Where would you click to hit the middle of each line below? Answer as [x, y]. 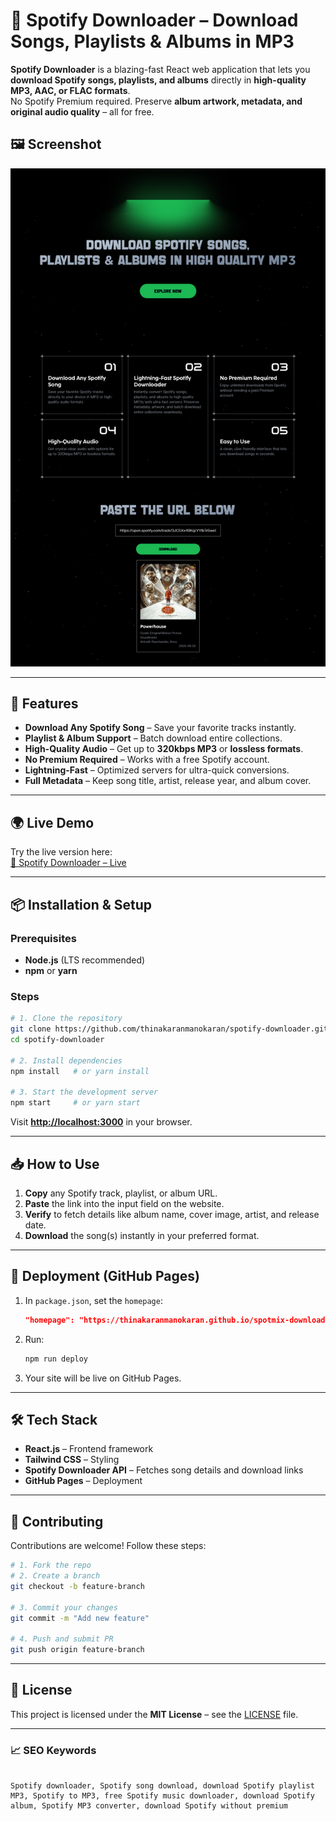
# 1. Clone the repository [66, 1019]
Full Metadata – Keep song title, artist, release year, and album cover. [168, 781]
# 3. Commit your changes [64, 1607]
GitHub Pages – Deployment [83, 1481]
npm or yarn [51, 970]
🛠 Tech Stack [54, 1419]
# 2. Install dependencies [66, 1060]
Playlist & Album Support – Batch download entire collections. [153, 738]
